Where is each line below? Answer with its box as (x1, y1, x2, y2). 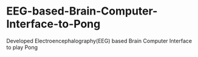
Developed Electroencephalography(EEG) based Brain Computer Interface (6, 37, 193, 44)
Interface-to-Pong (6, 17, 101, 31)
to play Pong (6, 44, 38, 51)
